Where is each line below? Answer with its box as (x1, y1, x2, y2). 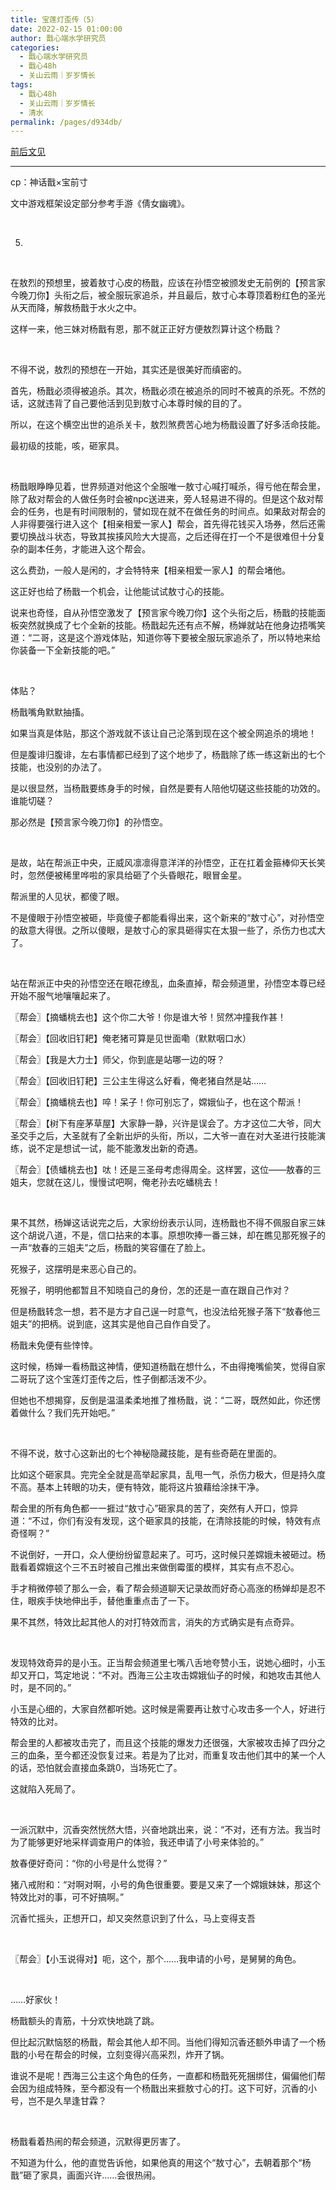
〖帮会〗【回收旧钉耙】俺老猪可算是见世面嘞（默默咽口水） (10, 1032, 252, 1045)
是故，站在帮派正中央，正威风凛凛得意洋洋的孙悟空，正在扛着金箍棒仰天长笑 (10, 857, 326, 869)
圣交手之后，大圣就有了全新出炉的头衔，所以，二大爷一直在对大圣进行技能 (10, 1130, 317, 1142)
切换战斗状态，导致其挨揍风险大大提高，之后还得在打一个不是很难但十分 (18, 531, 317, 543)
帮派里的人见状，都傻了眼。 (10, 891, 125, 903)
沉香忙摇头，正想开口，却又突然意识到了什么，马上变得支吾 (10, 1912, 256, 1925)
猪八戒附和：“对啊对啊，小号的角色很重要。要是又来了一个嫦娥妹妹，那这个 (10, 1879, 322, 1891)
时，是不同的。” (10, 1682, 72, 1694)
